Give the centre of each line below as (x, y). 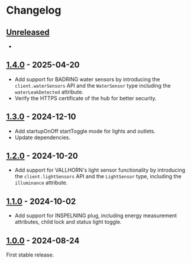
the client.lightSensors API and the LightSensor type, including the (98, 177)
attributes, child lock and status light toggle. (68, 222)
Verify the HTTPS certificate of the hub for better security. (85, 98)
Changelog (34, 10)
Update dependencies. (43, 137)
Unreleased (28, 32)
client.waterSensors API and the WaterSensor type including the (93, 85)
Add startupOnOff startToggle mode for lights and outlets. (85, 131)
